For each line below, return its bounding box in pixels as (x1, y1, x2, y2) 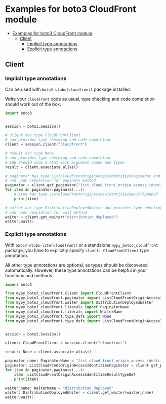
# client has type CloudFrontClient (5, 133, 81, 138)
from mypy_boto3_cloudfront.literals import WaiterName (5, 309, 123, 314)
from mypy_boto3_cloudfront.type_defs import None (5, 314, 112, 319)
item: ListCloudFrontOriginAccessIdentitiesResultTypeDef (14, 372, 136, 377)
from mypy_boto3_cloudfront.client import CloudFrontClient (5, 291, 132, 296)
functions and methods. (5, 272, 54, 278)
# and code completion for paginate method (5, 178, 96, 183)
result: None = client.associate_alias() (5, 349, 92, 355)
